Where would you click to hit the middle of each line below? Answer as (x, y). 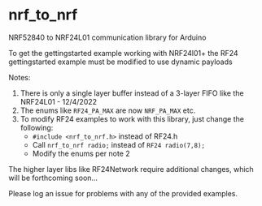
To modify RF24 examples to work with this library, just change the (132, 118)
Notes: (20, 77)
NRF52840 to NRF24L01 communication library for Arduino (107, 37)
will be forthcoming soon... (53, 178)
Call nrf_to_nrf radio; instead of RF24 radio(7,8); (119, 144)
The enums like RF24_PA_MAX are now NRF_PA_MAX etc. (108, 110)
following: (37, 127)
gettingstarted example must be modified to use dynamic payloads (121, 62)
